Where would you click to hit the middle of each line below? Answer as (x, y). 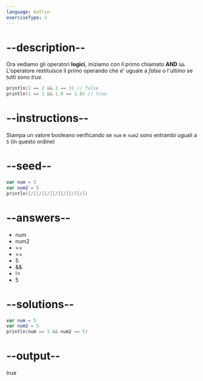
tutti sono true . (25, 77)
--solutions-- (40, 304)
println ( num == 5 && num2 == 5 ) (47, 332)
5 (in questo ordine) (31, 142)
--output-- (33, 356)
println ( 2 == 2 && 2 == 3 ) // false (52, 89)
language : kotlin (28, 12)
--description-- (46, 48)
